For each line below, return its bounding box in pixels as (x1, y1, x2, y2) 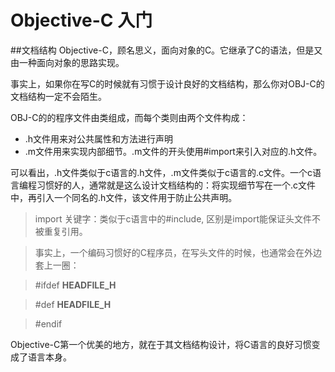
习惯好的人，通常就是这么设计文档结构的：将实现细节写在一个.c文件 (36, 179, 317, 191)
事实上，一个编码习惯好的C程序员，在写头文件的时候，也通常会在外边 (34, 246, 323, 258)
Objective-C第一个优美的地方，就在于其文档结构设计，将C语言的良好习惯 (10, 338, 312, 350)
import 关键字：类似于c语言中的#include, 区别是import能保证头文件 (34, 212, 313, 225)
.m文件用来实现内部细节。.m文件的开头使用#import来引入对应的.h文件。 (24, 145, 323, 157)
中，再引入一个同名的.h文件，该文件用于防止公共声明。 (10, 191, 238, 203)
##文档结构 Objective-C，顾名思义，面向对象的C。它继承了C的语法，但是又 (10, 44, 323, 56)
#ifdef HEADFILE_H (34, 279, 117, 291)
